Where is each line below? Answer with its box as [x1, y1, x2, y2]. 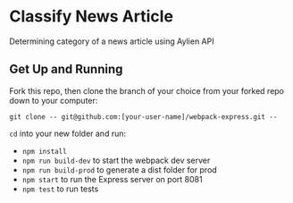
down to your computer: [9, 95, 98, 106]
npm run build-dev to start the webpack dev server [21, 155, 211, 165]
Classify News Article [9, 6, 174, 27]
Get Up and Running [9, 62, 123, 77]
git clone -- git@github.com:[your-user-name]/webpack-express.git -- [9, 112, 278, 122]
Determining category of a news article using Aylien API [9, 36, 214, 47]
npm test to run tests [21, 183, 99, 194]
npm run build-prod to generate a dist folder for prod [21, 164, 217, 175]
